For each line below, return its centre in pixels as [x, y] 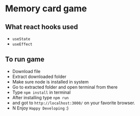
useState [21, 39]
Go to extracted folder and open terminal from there [65, 87]
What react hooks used [42, 27]
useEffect [22, 44]
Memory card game [46, 9]
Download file [26, 71]
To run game [25, 59]
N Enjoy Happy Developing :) [40, 108]
